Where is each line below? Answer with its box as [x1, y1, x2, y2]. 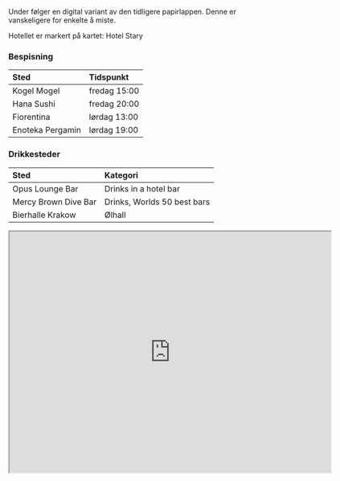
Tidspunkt [88, 72, 129, 83]
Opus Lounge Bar [12, 183, 79, 194]
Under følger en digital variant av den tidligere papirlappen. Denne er [8, 7, 237, 16]
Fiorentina [12, 112, 51, 123]
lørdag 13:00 [88, 112, 139, 123]
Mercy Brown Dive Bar [12, 196, 97, 208]
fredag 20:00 [88, 98, 140, 109]
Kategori [104, 169, 139, 180]
